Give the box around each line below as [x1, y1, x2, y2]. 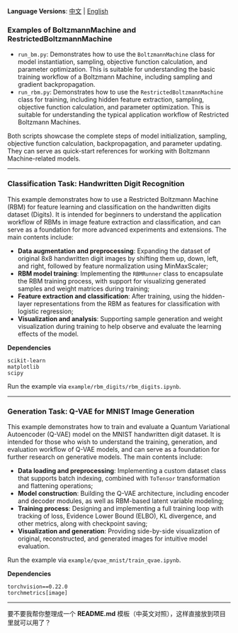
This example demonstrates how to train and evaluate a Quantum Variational [7, 422, 230, 431]
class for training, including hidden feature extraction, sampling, [17, 95, 204, 104]
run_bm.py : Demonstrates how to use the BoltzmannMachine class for [17, 50, 215, 59]
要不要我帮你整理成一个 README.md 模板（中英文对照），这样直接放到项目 [7, 609, 226, 617]
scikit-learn [7, 357, 46, 364]
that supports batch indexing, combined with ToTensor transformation [17, 474, 220, 482]
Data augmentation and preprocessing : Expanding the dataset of [17, 247, 211, 255]
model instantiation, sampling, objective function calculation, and [17, 58, 208, 66]
